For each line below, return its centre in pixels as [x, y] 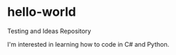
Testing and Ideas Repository [49, 31]
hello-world [42, 12]
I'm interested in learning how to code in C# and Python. [88, 44]
